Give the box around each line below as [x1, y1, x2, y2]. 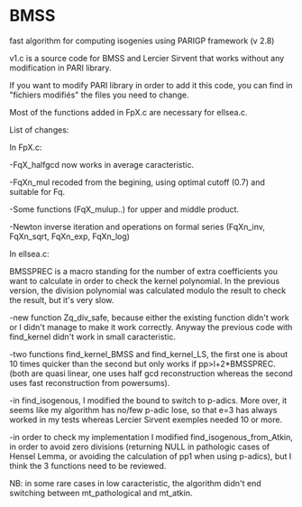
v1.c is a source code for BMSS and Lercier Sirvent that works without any [9, 52, 285, 63]
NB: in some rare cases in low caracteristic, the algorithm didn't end [9, 477, 261, 488]
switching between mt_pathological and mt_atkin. [9, 487, 193, 498]
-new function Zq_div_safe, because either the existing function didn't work [9, 312, 290, 323]
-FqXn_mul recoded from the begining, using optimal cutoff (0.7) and [9, 177, 266, 188]
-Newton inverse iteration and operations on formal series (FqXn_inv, [9, 221, 266, 232]
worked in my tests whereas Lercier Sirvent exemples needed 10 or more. [9, 414, 282, 425]
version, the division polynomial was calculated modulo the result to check [9, 285, 287, 296]
